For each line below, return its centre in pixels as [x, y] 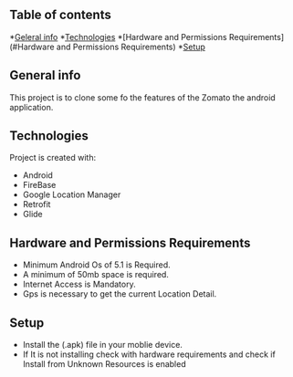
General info [45, 75]
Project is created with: [53, 158]
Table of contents [60, 15]
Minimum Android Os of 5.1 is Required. [96, 265]
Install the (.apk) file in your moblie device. [102, 345]
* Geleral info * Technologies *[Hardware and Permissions [118, 37]
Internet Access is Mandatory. [79, 284]
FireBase [39, 185]
